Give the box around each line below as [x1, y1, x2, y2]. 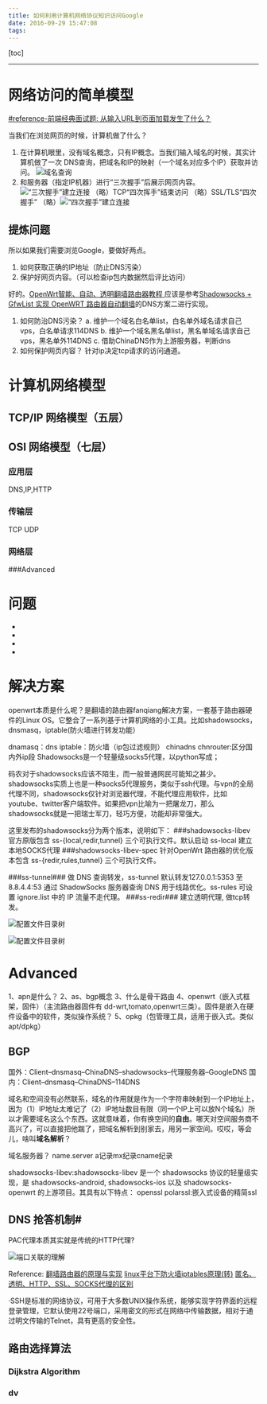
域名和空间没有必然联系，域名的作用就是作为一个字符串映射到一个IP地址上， [8, 1094, 258, 1103]
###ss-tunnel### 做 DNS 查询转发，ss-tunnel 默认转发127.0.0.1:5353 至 [8, 872, 244, 881]
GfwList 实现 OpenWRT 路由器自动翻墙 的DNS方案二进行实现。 [8, 299, 213, 309]
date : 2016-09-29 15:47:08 [8, 19, 98, 27]
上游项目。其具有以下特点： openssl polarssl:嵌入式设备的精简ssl [44, 1187, 257, 1197]
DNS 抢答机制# [8, 1213, 82, 1226]
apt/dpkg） [8, 1021, 45, 1031]
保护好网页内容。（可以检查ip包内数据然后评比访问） [19, 272, 190, 282]
